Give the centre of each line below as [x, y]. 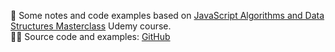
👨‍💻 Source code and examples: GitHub [90, 36]
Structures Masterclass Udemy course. [91, 26]
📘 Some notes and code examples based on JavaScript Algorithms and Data [167, 15]
